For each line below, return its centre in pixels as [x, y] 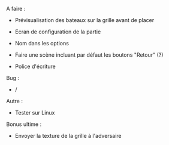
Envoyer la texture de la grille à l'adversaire [68, 136]
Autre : [14, 101]
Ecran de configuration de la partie [58, 32]
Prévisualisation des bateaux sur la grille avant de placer [84, 20]
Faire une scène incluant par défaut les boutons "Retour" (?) [89, 55]
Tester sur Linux [35, 112]
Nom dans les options [42, 43]
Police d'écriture [35, 66]
